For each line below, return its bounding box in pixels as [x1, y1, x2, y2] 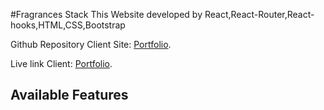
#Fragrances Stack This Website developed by [10, 9, 203, 20]
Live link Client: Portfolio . [10, 58, 113, 69]
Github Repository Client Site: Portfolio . [10, 39, 172, 50]
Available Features [10, 87, 129, 104]
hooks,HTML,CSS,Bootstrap [10, 19, 126, 31]
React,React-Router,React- [204, 9, 315, 20]
